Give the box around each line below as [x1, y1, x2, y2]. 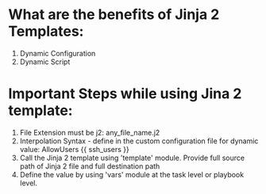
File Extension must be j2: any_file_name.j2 [19, 127, 160, 137]
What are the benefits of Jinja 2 [8, 6, 220, 24]
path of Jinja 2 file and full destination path [19, 161, 160, 171]
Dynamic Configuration [19, 48, 96, 58]
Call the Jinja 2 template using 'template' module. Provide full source [19, 153, 245, 162]
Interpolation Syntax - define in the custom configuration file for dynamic [19, 136, 259, 146]
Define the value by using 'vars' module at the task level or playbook [19, 169, 245, 179]
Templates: [8, 22, 84, 40]
